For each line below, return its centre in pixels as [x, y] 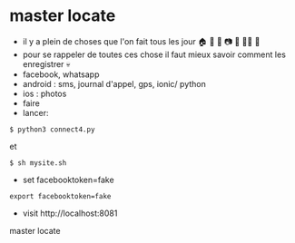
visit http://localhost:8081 [70, 213]
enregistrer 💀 [46, 63]
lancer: [35, 112]
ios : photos [44, 93]
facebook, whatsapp [61, 74]
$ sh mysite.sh [38, 163]
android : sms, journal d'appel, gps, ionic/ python [114, 83]
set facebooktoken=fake [69, 180]
